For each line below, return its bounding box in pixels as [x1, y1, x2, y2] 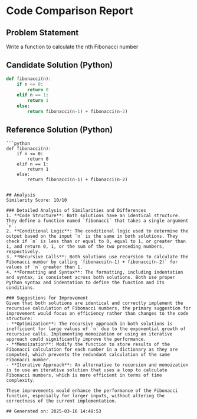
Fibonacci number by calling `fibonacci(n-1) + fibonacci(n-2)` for [6, 259, 178, 265]
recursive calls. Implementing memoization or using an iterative [6, 331, 173, 337]
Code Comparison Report [6, 4, 134, 18]
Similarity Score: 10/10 [6, 197, 67, 203]
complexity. [6, 377, 35, 383]
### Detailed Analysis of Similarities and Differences [6, 207, 146, 213]
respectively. [6, 248, 41, 254]
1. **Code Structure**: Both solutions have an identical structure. [6, 212, 181, 218]
